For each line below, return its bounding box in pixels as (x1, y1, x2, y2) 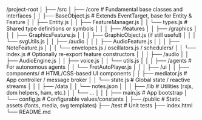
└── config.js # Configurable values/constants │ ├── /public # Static (6, 95, 181, 103)
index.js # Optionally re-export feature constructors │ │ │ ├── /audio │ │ (6, 51, 189, 57)
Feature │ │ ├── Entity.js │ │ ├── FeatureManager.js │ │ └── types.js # (6, 19, 188, 25)
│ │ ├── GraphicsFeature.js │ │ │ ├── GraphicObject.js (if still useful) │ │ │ (6, 31, 197, 39)
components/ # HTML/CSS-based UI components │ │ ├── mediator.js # (6, 70, 187, 77)
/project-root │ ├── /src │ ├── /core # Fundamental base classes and (6, 6, 183, 13)
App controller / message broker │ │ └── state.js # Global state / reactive (6, 76, 190, 83)
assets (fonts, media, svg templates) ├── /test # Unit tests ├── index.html (6, 102, 193, 109)
